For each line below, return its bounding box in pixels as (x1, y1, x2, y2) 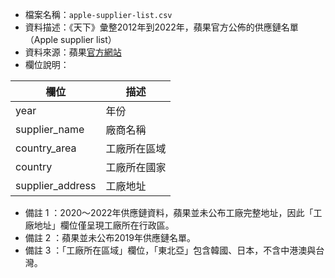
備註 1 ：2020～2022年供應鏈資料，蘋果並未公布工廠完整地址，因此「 (24, 207, 314, 218)
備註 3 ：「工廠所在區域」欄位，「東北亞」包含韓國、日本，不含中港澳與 (24, 244, 317, 256)
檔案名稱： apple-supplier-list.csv (24, 9, 173, 20)
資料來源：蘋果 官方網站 (24, 46, 122, 58)
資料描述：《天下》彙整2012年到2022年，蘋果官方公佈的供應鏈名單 (24, 21, 299, 33)
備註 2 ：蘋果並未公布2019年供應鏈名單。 (24, 232, 196, 243)
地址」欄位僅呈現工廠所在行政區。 (33, 219, 175, 231)
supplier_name (15, 123, 85, 136)
